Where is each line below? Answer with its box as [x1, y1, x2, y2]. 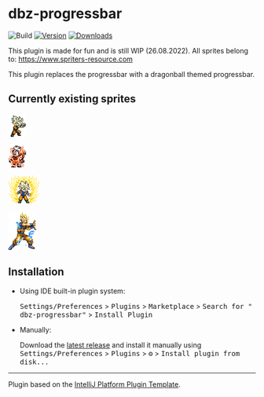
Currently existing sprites [8, 92, 136, 106]
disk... [19, 357, 49, 366]
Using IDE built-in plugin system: [19, 286, 126, 296]
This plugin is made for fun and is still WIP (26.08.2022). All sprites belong [8, 46, 249, 55]
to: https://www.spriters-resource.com [8, 54, 134, 64]
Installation [8, 265, 64, 279]
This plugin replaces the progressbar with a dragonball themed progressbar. [8, 69, 255, 79]
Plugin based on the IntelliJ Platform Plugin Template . [8, 379, 181, 389]
